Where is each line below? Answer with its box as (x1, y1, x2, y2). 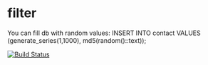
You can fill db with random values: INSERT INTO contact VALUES (7, 29, 201, 37)
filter (7, 5, 37, 21)
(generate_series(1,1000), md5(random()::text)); (7, 36, 147, 44)
